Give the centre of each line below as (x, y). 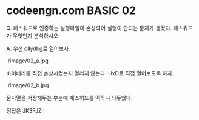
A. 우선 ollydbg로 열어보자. (39, 48)
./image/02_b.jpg (28, 85)
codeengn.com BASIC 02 (71, 11)
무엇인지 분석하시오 (35, 35)
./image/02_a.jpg (27, 61)
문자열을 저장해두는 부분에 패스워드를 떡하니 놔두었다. (69, 98)
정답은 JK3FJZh (26, 110)
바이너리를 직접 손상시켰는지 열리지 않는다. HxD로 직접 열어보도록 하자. (90, 73)
